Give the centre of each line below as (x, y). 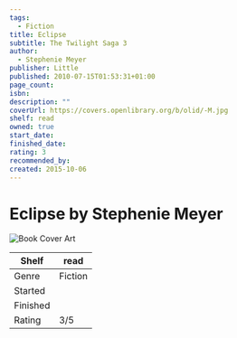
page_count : (32, 85)
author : (24, 52)
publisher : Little (44, 69)
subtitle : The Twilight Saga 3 (68, 43)
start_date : (32, 136)
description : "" (40, 102)
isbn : (19, 93)
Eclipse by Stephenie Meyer (116, 214)
